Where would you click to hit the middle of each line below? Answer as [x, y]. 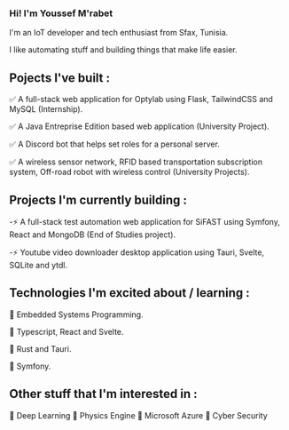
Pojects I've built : [60, 78]
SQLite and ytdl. [39, 265]
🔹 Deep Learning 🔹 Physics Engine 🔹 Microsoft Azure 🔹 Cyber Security [138, 415]
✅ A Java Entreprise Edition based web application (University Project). [140, 126]
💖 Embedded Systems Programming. [76, 315]
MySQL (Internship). [46, 109]
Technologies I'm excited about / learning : [129, 293]
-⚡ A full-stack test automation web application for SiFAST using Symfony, [145, 221]
